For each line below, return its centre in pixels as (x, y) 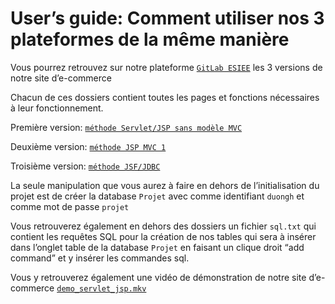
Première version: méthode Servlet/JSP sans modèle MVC (126, 127)
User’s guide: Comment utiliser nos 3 (167, 18)
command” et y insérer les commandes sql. (100, 258)
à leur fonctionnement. (57, 108)
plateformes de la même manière (150, 39)
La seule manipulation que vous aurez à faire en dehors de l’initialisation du (165, 185)
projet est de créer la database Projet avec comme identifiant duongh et (157, 196)
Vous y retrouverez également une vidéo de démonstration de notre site (158, 277)
